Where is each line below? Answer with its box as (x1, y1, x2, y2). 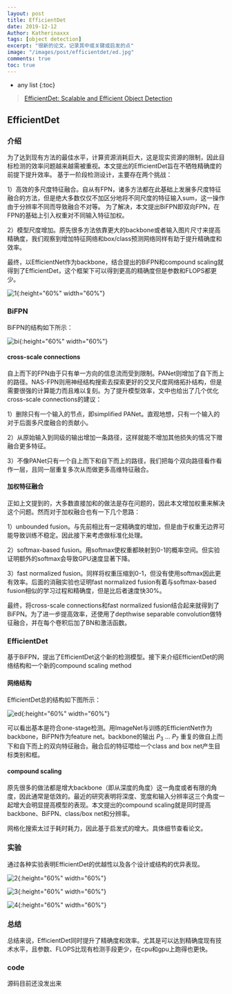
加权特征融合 (7, 482, 43, 490)
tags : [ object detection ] (7, 36, 81, 43)
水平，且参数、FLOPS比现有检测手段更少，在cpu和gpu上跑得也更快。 (12, 945, 212, 953)
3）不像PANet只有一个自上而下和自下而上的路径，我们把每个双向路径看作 (7, 456, 216, 465)
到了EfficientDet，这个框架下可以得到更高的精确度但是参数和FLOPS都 (12, 267, 211, 275)
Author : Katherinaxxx (7, 29, 70, 37)
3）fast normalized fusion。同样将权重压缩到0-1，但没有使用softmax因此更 (7, 569, 222, 578)
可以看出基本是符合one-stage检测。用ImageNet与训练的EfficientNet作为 (7, 723, 213, 731)
